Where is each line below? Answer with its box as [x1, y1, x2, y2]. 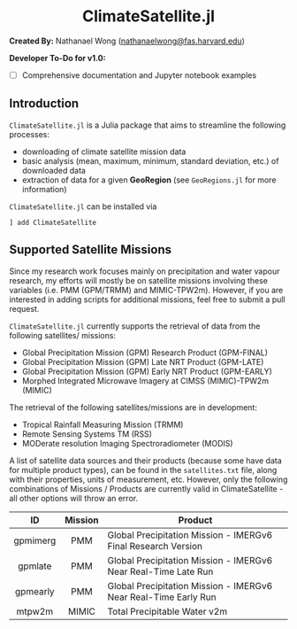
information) [21, 183, 67, 194]
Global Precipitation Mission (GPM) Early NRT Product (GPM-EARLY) [21, 366, 272, 377]
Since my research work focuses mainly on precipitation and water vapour [9, 266, 280, 276]
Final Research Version [107, 540, 203, 552]
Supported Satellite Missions [9, 242, 172, 258]
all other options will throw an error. [9, 493, 139, 503]
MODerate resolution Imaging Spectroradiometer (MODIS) [21, 438, 233, 448]
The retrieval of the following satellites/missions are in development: [9, 401, 258, 413]
